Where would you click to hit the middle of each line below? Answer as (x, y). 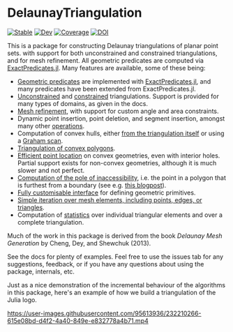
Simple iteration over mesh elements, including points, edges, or (110, 199)
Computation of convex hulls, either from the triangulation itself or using (121, 133)
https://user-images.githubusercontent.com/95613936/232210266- (104, 313)
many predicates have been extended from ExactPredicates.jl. (107, 89)
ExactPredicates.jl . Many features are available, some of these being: (106, 68)
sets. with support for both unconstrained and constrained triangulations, (112, 53)
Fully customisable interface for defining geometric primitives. (106, 193)
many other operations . (51, 126)
